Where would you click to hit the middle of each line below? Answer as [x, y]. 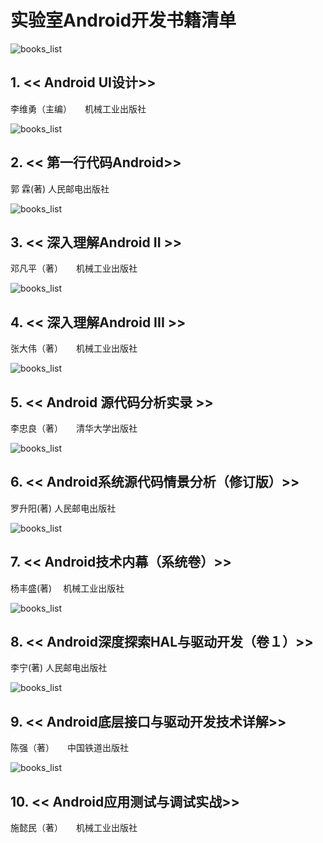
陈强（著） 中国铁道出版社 [69, 748]
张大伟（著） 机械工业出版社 [74, 348]
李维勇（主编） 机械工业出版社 [78, 108]
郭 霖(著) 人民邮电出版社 [60, 188]
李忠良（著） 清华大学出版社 [74, 428]
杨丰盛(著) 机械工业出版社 [67, 588]
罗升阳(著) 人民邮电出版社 [63, 508]
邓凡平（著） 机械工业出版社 [74, 268]
